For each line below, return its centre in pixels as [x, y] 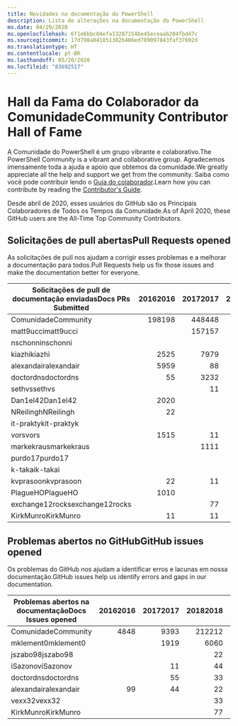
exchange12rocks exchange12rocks [71, 505]
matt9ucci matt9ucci [44, 331]
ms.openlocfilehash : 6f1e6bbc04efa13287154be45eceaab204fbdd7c [103, 34]
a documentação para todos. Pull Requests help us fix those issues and [111, 265]
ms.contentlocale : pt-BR [44, 54]
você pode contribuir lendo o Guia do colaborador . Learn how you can [109, 182]
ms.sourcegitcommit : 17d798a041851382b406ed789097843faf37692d [103, 40]
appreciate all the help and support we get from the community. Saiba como [118, 174]
